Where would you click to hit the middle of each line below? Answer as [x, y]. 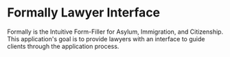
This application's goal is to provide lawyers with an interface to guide [106, 38]
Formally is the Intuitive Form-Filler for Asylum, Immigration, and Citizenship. [115, 32]
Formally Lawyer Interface [84, 13]
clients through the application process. [63, 46]
